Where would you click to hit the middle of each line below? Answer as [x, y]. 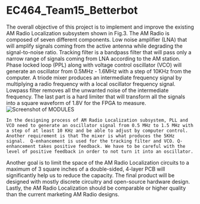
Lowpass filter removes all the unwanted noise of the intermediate [87, 90]
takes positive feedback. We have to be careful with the [112, 146]
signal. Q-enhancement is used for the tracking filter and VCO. [90, 141]
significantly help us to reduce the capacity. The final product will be [90, 175]
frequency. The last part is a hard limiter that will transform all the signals [96, 97]
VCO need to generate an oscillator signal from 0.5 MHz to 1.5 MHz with [100, 125]
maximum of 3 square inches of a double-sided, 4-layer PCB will [86, 169]
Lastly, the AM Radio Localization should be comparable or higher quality [96, 188]
